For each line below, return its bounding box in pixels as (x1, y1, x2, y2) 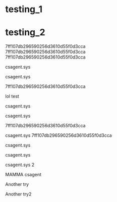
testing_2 (5, 27, 45, 38)
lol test (5, 93, 19, 99)
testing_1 (5, 4, 43, 15)
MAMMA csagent (5, 172, 42, 178)
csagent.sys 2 (5, 162, 35, 168)
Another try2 (5, 191, 32, 197)
